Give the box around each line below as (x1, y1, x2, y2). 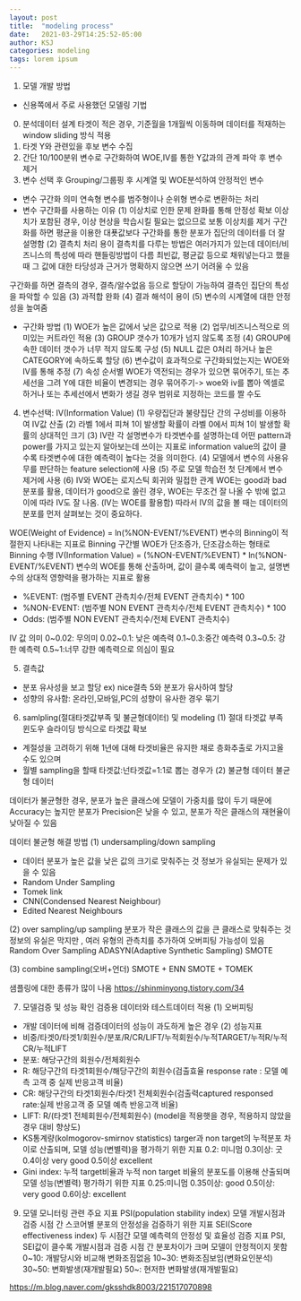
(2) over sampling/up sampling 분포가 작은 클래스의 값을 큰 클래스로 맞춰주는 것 (9, 924, 292, 935)
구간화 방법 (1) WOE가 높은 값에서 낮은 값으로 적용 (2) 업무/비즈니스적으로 (21, 322, 280, 332)
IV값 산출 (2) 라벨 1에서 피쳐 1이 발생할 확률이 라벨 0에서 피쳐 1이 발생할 (31, 418, 281, 429)
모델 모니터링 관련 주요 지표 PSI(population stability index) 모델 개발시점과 (21, 1208, 286, 1219)
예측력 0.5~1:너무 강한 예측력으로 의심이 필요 (18, 644, 176, 654)
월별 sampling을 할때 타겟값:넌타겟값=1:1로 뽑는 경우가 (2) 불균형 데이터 (21, 765, 274, 775)
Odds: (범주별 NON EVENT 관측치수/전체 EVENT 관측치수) (21, 614, 230, 624)
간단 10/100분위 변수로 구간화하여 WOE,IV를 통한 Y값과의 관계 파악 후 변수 (21, 152, 283, 162)
